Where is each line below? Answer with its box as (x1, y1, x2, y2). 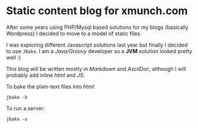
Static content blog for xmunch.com (6, 4, 188, 18)
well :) (6, 54, 21, 61)
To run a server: (6, 104, 45, 111)
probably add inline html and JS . (6, 71, 85, 78)
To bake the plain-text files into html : (6, 83, 96, 90)
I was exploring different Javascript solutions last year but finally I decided (6, 41, 188, 48)
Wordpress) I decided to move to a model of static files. (6, 29, 142, 37)
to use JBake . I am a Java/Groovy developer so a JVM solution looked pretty (6, 47, 193, 54)
